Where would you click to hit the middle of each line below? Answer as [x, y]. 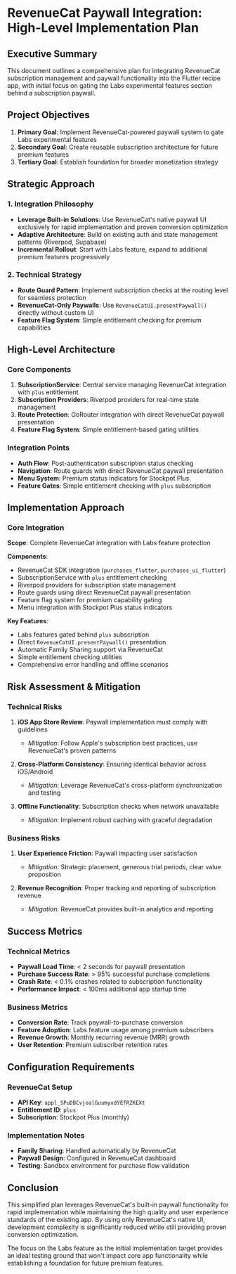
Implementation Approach [66, 508]
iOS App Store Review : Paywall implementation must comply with [113, 722]
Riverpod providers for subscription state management [97, 585]
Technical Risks [35, 706]
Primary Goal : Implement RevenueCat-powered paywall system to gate [120, 132]
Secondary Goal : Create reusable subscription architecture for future [118, 147]
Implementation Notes [46, 1136]
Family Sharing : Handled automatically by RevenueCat [97, 1151]
